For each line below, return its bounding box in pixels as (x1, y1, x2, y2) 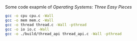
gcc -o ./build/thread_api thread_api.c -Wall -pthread (5, 31, 122, 36)
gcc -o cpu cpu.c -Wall (5, 14, 54, 18)
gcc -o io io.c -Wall (5, 27, 50, 32)
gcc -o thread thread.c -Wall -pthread (5, 22, 87, 27)
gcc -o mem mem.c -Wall (5, 18, 54, 23)
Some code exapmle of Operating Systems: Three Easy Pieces (5, 4, 132, 10)
